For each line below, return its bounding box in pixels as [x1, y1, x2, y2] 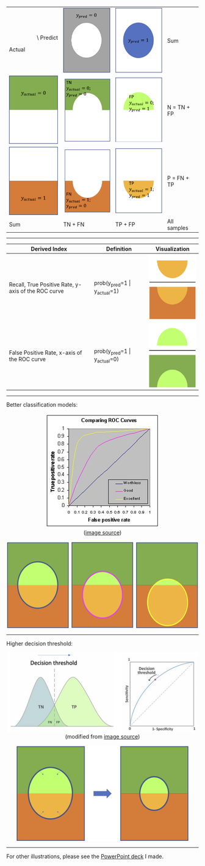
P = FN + [167, 175, 190, 182]
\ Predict [36, 34, 59, 41]
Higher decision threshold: [6, 640, 73, 647]
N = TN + [167, 104, 190, 111]
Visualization [155, 245, 190, 252]
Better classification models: [6, 401, 78, 409]
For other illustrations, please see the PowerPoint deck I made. [6, 853, 164, 860]
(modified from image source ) [65, 733, 140, 740]
